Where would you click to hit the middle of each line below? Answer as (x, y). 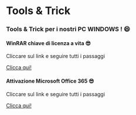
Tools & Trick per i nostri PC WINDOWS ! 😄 (68, 29)
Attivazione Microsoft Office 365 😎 (50, 81)
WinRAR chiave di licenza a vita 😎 (48, 43)
